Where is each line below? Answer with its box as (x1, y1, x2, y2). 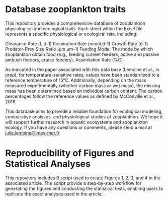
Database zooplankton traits (5, 4, 126, 15)
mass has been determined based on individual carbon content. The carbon (5, 88, 162, 94)
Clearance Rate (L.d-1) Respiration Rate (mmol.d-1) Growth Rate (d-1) (5, 40, 148, 46)
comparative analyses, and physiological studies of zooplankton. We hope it (5, 113, 163, 119)
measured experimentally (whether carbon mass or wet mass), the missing (5, 82, 160, 89)
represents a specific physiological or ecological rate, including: (5, 31, 138, 37)
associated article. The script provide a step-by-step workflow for (5, 180, 142, 186)
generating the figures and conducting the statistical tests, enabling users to (5, 185, 163, 191)
